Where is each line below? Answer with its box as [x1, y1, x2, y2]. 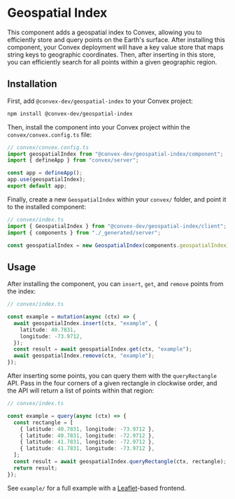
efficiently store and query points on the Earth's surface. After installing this [7, 35, 225, 43]
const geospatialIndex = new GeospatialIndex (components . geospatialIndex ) [7, 241, 230, 249]
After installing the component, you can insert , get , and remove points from [7, 280, 224, 288]
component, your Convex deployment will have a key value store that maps [7, 43, 224, 51]
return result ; [13, 464, 58, 472]
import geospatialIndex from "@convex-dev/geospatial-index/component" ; [7, 150, 224, 157]
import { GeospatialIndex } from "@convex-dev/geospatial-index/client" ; [7, 223, 227, 230]
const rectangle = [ [13, 419, 73, 426]
